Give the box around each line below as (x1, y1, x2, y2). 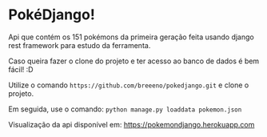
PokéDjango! (8, 6, 96, 24)
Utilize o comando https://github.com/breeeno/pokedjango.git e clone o (8, 80, 249, 90)
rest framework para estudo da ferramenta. (8, 40, 151, 50)
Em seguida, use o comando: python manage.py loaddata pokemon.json (8, 104, 242, 114)
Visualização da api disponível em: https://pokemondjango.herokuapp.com (8, 119, 255, 129)
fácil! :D (8, 64, 34, 74)
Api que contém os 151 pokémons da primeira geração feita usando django (8, 32, 254, 42)
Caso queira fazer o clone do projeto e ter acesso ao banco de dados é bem (8, 56, 260, 66)
